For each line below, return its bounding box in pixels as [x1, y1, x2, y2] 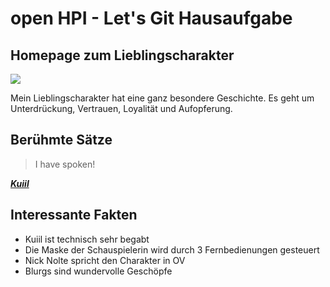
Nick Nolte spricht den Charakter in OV [24, 254, 186, 266]
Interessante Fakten [10, 207, 138, 224]
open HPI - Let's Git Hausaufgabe [10, 7, 293, 30]
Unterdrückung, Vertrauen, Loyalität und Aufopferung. [10, 103, 233, 114]
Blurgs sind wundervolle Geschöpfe [24, 265, 173, 277]
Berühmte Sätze [10, 132, 113, 149]
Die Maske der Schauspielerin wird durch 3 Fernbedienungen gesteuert [24, 243, 320, 256]
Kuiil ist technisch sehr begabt [24, 233, 150, 245]
